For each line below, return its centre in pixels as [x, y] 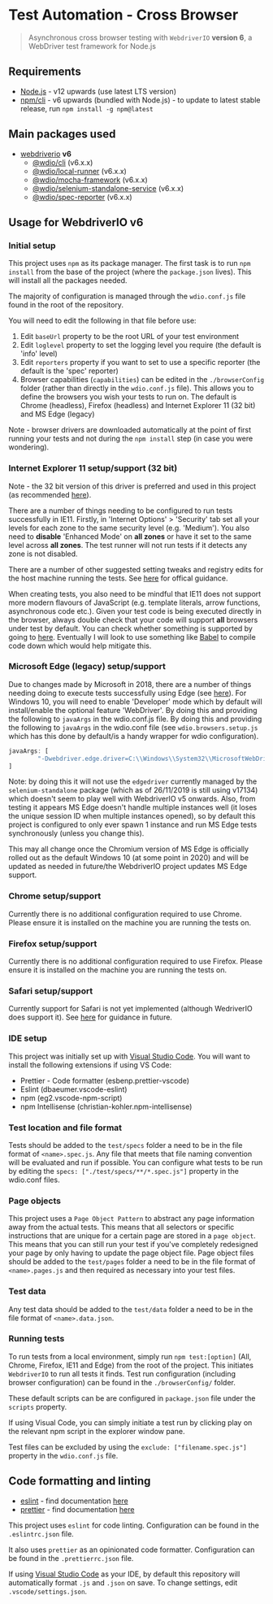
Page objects [35, 1201]
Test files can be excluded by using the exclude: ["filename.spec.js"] [128, 1447]
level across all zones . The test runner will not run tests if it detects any [128, 545]
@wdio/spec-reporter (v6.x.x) [82, 197]
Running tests [37, 1339]
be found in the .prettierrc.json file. [71, 1558]
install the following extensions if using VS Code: [90, 1065]
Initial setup [32, 246]
